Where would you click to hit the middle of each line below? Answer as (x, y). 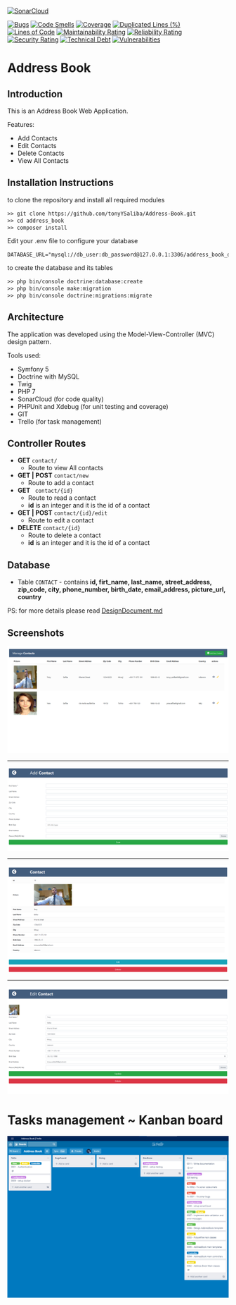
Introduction (35, 94)
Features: (21, 124)
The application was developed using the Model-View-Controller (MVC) (111, 334)
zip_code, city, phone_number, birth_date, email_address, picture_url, (122, 589)
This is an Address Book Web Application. (68, 111)
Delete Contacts (41, 153)
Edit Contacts (37, 146)
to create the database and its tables (60, 267)
